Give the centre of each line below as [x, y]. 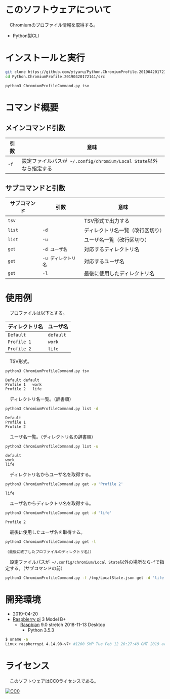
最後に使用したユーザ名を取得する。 [47, 532]
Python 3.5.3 [41, 630]
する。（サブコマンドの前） [37, 568]
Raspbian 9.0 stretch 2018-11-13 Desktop [63, 625]
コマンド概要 [32, 108]
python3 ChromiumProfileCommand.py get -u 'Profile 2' [64, 484]
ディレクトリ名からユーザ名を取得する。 [51, 474]
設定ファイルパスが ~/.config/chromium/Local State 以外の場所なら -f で [85, 562]
